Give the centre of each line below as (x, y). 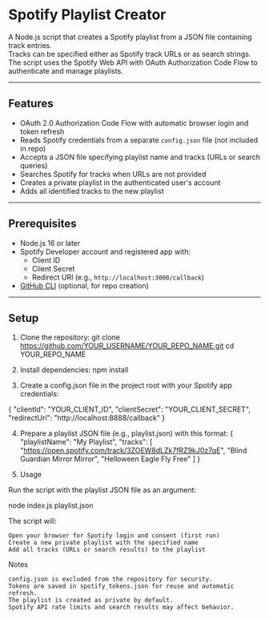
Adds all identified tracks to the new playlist (92, 191)
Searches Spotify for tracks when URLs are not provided (113, 174)
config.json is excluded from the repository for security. (111, 579)
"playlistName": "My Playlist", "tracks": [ (86, 442)
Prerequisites (42, 224)
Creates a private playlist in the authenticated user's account (120, 183)
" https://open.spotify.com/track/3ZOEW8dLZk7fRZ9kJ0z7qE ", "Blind (133, 451)
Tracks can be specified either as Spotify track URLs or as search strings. (130, 54)
